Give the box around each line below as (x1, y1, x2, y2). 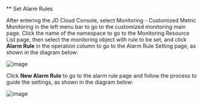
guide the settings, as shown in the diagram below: (6, 78, 133, 86)
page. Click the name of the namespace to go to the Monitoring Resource (6, 30, 190, 37)
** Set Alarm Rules (6, 5, 53, 12)
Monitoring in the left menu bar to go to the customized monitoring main (6, 23, 186, 30)
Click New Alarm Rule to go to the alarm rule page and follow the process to (6, 72, 197, 79)
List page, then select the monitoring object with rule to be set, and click (6, 36, 187, 43)
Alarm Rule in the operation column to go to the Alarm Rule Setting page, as (6, 42, 196, 49)
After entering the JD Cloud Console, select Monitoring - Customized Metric (6, 17, 196, 23)
